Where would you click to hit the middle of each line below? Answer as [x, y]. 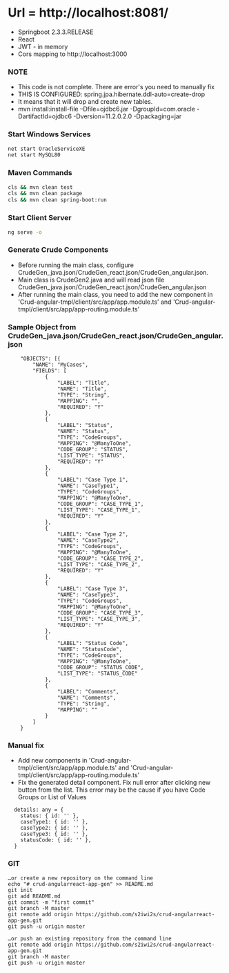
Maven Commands [40, 173]
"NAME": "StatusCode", [90, 649]
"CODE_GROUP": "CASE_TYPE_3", [100, 613]
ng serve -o [25, 232]
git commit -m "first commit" [51, 902]
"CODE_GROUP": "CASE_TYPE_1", [100, 504]
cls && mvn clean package [45, 194]
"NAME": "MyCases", [61, 365]
